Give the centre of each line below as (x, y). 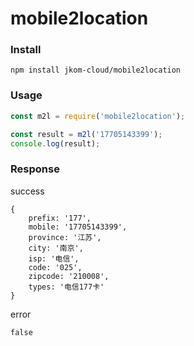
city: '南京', (56, 248)
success (27, 191)
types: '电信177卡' (66, 287)
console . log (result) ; (55, 143)
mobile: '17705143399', (78, 227)
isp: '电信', (54, 258)
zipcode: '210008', (69, 276)
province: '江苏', (65, 237)
